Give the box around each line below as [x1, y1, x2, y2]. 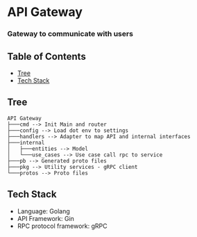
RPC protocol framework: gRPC [17, 222, 108, 230]
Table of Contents [7, 50, 87, 63]
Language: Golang [17, 206, 71, 215]
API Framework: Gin [17, 214, 75, 222]
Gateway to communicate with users [7, 29, 134, 39]
